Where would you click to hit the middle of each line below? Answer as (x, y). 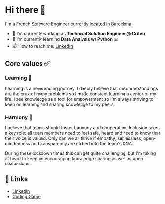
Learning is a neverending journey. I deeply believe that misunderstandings (82, 88)
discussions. (18, 163)
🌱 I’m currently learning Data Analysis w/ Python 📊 (65, 39)
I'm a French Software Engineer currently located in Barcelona (68, 24)
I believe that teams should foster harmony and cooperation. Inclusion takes (82, 127)
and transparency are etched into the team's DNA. (82, 143)
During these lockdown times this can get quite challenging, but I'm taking (81, 153)
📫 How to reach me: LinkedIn (42, 46)
